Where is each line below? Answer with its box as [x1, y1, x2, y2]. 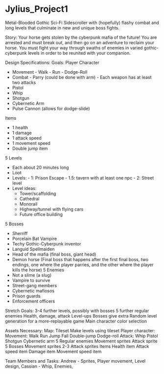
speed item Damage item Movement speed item [5, 348, 102, 354]
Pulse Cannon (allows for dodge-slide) [12, 106, 90, 111]
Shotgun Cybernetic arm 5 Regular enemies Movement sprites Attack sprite [5, 338, 158, 344]
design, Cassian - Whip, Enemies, [5, 363, 73, 369]
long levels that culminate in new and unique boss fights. [5, 25, 120, 30]
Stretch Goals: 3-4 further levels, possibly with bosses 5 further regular [5, 308, 149, 314]
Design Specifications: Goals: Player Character [5, 59, 99, 65]
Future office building [19, 211, 63, 217]
